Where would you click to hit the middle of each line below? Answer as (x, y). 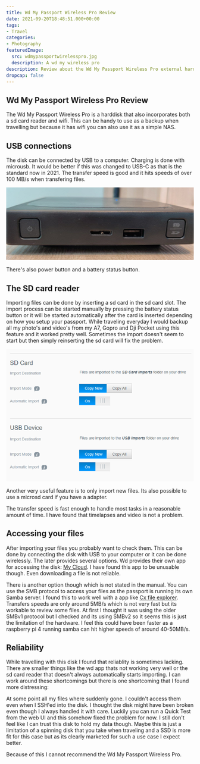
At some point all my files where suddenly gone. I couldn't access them (94, 699)
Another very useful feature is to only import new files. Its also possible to (97, 490)
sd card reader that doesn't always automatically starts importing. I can (93, 675)
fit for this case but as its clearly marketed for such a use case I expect (93, 737)
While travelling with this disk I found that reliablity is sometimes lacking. (95, 662)
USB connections (39, 146)
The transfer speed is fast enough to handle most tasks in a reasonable (93, 508)
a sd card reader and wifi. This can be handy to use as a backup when (92, 121)
